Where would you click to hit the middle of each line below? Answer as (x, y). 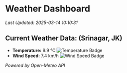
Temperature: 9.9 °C (34, 50)
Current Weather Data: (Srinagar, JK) (64, 38)
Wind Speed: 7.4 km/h (35, 55)
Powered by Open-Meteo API (35, 65)
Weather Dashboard (48, 9)
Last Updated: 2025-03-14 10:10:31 (42, 22)
